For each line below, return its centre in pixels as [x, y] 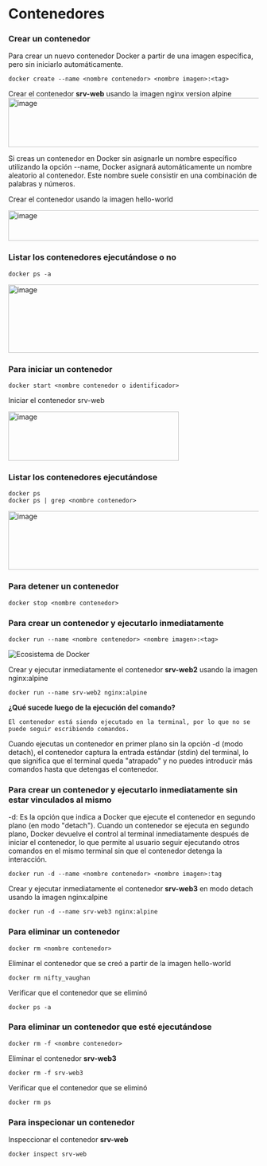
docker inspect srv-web [48, 1154]
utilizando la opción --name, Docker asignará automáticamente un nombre [130, 167]
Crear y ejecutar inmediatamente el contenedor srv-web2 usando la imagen [133, 669]
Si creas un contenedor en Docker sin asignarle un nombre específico [122, 158]
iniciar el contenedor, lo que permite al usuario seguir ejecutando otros [124, 843]
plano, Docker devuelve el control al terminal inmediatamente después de [129, 834]
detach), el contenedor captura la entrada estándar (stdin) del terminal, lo [128, 752]
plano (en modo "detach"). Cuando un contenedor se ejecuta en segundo [129, 826]
